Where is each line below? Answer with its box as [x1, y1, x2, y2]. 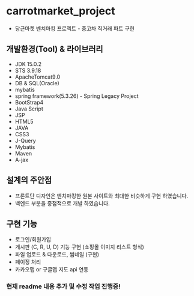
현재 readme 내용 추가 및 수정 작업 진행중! [6, 282, 121, 291]
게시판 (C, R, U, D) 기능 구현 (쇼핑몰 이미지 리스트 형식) [14, 243, 144, 250]
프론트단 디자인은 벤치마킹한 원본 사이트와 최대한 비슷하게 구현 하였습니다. [14, 192, 189, 199]
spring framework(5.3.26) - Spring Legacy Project [14, 92, 139, 100]
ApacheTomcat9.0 [14, 73, 61, 80]
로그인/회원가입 [14, 236, 52, 243]
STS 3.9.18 [14, 67, 41, 74]
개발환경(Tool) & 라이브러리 [6, 44, 103, 55]
